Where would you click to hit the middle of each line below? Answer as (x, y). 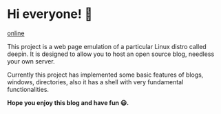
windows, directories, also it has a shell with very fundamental (95, 82)
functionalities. (28, 89)
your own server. (31, 61)
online (16, 33)
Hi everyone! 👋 (50, 14)
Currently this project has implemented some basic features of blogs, (105, 75)
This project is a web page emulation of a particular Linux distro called (107, 46)
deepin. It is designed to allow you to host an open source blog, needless (111, 54)
